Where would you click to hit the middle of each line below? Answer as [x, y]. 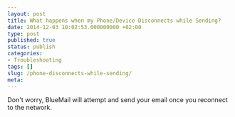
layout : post [27, 14]
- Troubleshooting [35, 60]
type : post [23, 34]
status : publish [31, 47]
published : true [31, 40]
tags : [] [20, 67]
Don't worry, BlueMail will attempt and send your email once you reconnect [117, 100]
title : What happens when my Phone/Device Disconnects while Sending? [114, 21]
